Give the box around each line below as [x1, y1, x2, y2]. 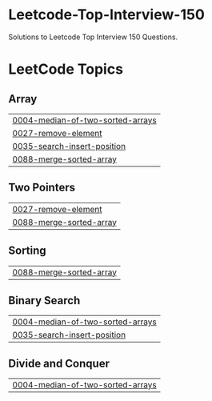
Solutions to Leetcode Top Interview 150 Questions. [8, 32, 178, 42]
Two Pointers [8, 181, 76, 194]
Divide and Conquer [8, 356, 110, 370]
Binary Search [8, 294, 81, 307]
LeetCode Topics [8, 60, 124, 78]
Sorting [8, 244, 46, 258]
